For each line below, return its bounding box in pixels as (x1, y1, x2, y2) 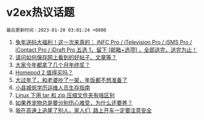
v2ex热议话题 (6, 5, 75, 19)
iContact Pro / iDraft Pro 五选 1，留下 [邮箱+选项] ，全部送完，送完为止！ (15, 46, 198, 53)
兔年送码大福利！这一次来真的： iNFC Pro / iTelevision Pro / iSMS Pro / (15, 38, 192, 45)
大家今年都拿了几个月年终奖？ (15, 61, 90, 68)
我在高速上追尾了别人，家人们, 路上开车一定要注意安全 (15, 107, 152, 114)
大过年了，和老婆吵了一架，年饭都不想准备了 (15, 76, 128, 84)
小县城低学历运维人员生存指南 (15, 84, 90, 91)
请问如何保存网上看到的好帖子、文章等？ (15, 53, 117, 61)
